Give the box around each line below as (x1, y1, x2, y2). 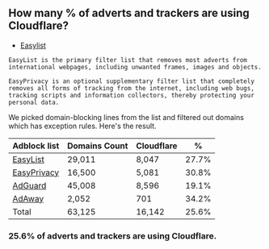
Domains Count (67, 140, 128, 151)
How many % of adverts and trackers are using (8, 6, 250, 20)
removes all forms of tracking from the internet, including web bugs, (8, 84, 254, 92)
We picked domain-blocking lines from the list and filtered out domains (8, 112, 245, 122)
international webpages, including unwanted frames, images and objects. (8, 63, 263, 71)
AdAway (12, 193, 44, 204)
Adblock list (12, 140, 60, 151)
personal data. (8, 98, 60, 106)
